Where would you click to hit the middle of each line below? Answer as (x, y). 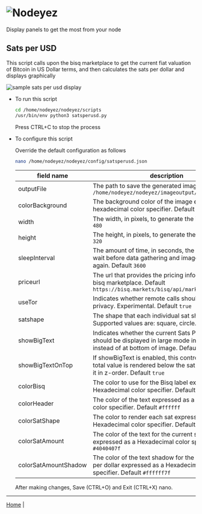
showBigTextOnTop (45, 365)
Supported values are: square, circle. (145, 323)
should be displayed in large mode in (145, 340)
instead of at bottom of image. (135, 348)
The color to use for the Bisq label (140, 382)
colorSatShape (39, 421)
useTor (28, 302)
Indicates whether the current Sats (142, 333)
